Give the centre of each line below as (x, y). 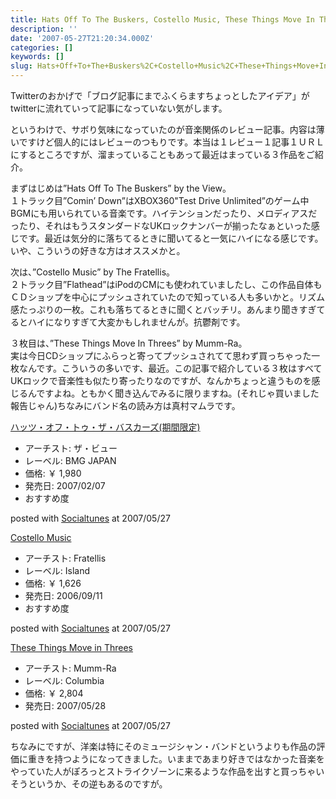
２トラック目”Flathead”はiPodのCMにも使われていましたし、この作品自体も (166, 284)
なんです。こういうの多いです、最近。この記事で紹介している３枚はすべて (170, 368)
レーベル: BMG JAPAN (70, 460)
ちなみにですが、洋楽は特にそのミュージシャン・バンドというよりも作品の (163, 746)
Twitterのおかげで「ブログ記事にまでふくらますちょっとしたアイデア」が (160, 95)
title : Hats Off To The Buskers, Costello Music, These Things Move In (162, 19)
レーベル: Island (57, 570)
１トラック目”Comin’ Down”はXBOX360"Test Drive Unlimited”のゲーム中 (160, 200)
